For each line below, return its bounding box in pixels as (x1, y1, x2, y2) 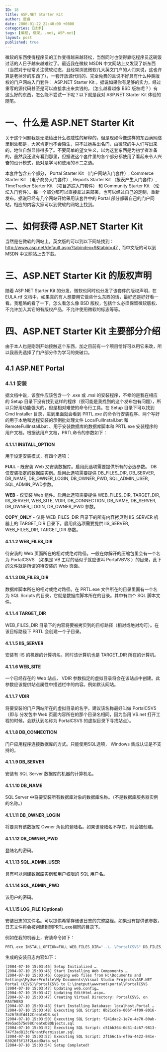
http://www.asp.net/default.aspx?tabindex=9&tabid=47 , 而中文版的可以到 (5, 244, 157, 250)
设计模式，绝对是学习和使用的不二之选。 (13, 159, 97, 165)
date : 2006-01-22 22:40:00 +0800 (5, 21, 75, 26)
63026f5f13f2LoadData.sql (5, 1039, 59, 1044)
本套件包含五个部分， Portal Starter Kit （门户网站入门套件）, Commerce (5, 170, 154, 176)
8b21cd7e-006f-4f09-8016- (102, 1008, 157, 1013)
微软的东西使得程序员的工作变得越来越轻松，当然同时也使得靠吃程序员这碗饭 (5, 54, 162, 60)
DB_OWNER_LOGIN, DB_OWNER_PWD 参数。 (5, 504, 98, 510)
